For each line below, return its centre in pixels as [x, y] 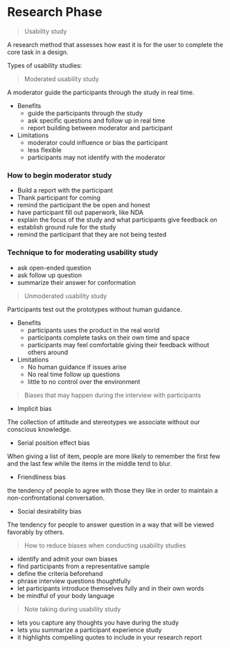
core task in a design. [38, 52]
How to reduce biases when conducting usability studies [105, 545]
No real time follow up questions [74, 374]
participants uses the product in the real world [94, 330]
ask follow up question [49, 275]
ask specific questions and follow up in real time [96, 120]
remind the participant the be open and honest [83, 205]
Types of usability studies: [45, 65]
